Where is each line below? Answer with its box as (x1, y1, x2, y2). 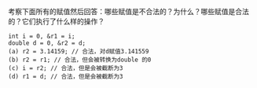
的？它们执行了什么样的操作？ (8, 16, 105, 26)
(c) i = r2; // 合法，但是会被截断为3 (8, 64, 123, 72)
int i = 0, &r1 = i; (8, 32, 76, 40)
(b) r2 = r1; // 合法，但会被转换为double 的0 (8, 56, 152, 64)
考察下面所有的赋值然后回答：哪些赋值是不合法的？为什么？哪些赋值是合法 (8, 7, 249, 16)
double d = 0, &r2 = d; (8, 39, 86, 47)
